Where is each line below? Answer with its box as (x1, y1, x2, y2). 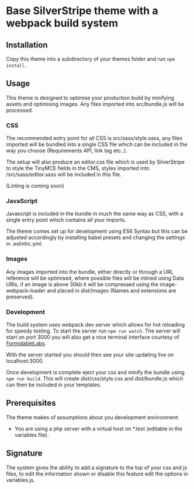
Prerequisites (6, 398, 56, 408)
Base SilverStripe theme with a (6, 4, 158, 18)
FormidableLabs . (6, 340, 47, 347)
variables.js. (6, 476, 35, 483)
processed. (6, 107, 33, 114)
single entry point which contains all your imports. (6, 216, 127, 223)
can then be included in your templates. (6, 381, 102, 388)
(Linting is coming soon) (6, 182, 64, 189)
